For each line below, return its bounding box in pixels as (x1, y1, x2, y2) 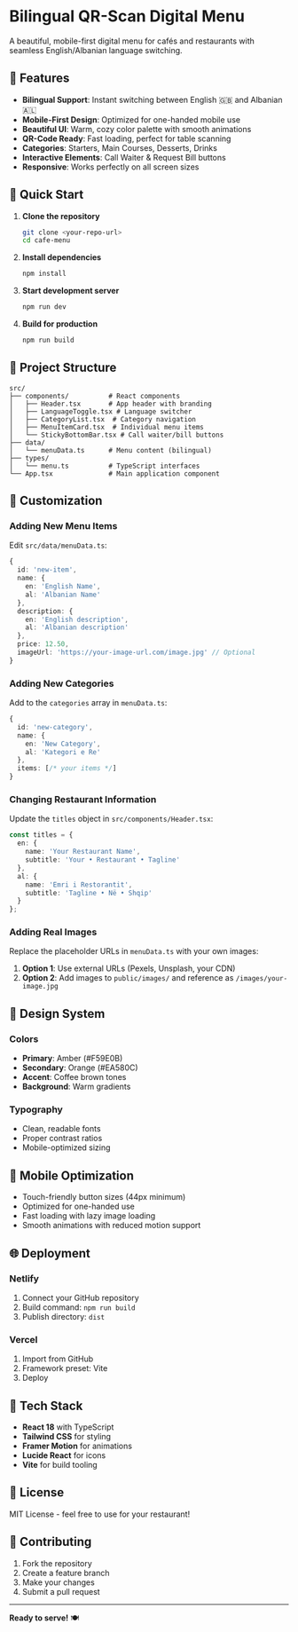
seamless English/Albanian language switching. (9, 44, 184, 55)
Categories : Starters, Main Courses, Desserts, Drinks (21, 142, 217, 153)
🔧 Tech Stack (9, 1398, 83, 1413)
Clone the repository (21, 210, 100, 221)
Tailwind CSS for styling (21, 1431, 112, 1442)
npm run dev (21, 303, 67, 311)
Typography (9, 1103, 64, 1116)
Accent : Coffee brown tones (21, 1072, 127, 1083)
